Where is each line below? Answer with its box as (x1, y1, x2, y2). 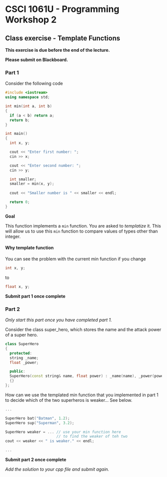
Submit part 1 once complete (5, 293, 66, 299)
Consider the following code (5, 81, 63, 87)
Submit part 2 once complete (5, 457, 67, 463)
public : (9, 369, 26, 374)
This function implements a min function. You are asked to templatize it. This (5, 223, 162, 229)
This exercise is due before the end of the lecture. (5, 47, 110, 53)
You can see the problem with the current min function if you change (5, 256, 146, 262)
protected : (9, 351, 32, 356)
